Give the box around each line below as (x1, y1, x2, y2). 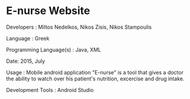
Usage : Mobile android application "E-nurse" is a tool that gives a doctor (6, 69, 184, 76)
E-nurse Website (6, 4, 90, 18)
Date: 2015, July (6, 57, 45, 64)
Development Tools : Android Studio (6, 86, 94, 93)
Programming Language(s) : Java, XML (6, 46, 101, 53)
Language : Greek (6, 35, 50, 42)
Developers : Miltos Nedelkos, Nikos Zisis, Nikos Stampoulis (6, 23, 152, 30)
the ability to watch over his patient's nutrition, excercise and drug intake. (6, 75, 185, 82)
